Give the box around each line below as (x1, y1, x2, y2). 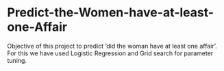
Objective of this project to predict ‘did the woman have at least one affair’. (7, 42, 217, 50)
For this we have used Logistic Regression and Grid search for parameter (7, 49, 214, 57)
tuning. (7, 56, 27, 64)
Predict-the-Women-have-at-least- (7, 5, 214, 20)
